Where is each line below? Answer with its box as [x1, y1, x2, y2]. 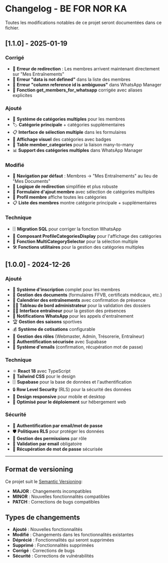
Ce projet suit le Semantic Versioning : [5, 478, 83, 485]
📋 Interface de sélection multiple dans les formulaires [12, 129, 126, 135]
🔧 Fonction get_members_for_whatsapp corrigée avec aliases [12, 87, 142, 93]
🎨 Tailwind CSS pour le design [12, 373, 76, 379]
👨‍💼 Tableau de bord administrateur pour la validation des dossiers [12, 303, 151, 309]
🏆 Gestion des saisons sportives [12, 319, 82, 325]
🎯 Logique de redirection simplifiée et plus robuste [12, 183, 118, 190]
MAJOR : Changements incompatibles [12, 488, 91, 494]
